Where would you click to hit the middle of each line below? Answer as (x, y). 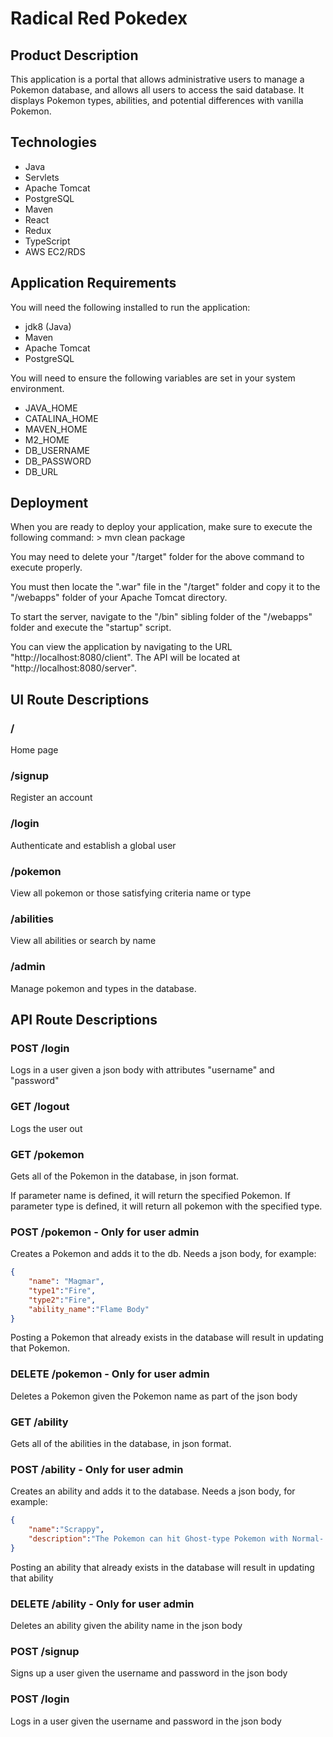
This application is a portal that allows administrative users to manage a (157, 79)
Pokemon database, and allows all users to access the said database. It (157, 90)
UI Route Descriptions (80, 699)
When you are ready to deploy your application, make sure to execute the (161, 527)
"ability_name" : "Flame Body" (89, 1309)
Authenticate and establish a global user (93, 845)
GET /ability (39, 1422)
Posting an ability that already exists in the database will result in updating (162, 1567)
